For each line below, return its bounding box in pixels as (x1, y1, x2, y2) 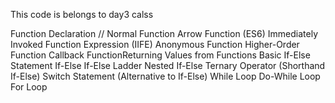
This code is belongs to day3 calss (10, 9, 154, 20)
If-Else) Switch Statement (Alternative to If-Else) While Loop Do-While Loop (10, 70, 321, 82)
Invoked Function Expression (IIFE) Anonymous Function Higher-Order (10, 39, 300, 50)
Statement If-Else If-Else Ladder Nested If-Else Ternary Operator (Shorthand (10, 60, 326, 71)
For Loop (10, 81, 48, 93)
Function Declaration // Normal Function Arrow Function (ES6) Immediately (10, 28, 319, 39)
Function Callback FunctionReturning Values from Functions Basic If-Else (10, 49, 311, 61)
